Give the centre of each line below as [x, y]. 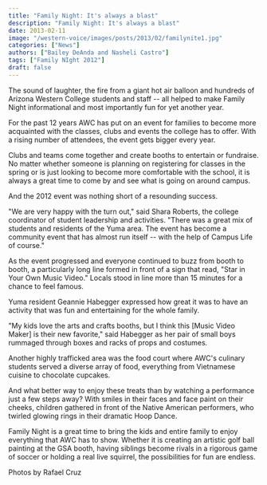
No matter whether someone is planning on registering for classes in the [127, 164]
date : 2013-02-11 [37, 30]
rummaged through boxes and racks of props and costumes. [108, 342]
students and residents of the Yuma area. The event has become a [118, 228]
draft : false [30, 68]
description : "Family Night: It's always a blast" [94, 23]
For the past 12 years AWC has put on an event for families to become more [132, 122]
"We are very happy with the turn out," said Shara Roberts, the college [124, 211]
